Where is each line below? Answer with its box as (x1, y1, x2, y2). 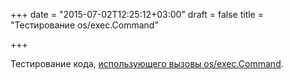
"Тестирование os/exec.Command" (10, 19, 159, 31)
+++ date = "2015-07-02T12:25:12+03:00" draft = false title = (10, 9, 264, 20)
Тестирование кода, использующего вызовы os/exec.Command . (10, 58, 284, 69)
